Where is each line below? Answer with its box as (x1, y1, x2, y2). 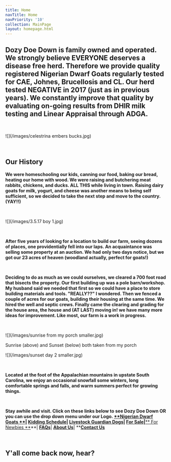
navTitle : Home (5, 12, 38, 17)
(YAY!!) (5, 198, 21, 205)
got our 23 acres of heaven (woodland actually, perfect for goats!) (5, 254, 149, 260)
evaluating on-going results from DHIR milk (5, 101, 145, 110)
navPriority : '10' (5, 17, 44, 22)
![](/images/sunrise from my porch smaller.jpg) (5, 332, 104, 338)
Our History (5, 158, 43, 166)
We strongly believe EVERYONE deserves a (5, 53, 145, 62)
